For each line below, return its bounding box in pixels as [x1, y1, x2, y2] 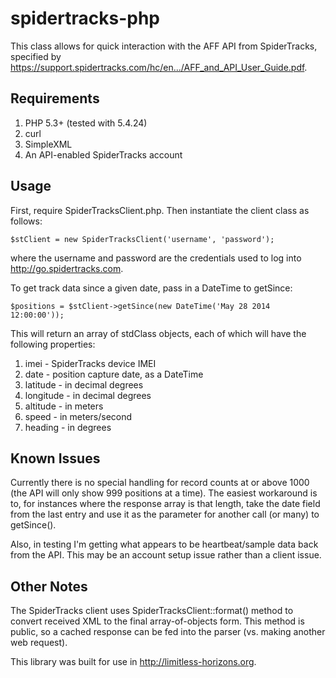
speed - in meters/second [24, 410, 133, 422]
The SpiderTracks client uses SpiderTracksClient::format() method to [10, 605, 294, 617]
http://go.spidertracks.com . [10, 262, 124, 274]
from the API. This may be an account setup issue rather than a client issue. [10, 549, 322, 561]
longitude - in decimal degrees [24, 389, 152, 401]
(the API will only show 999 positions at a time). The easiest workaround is [10, 487, 318, 499]
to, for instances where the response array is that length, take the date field [10, 498, 321, 510]
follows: [10, 215, 43, 227]
